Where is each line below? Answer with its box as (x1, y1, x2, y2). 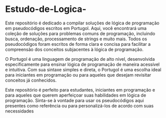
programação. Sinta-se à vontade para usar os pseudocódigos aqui (5, 97, 144, 103)
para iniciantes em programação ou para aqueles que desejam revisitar (5, 72, 152, 78)
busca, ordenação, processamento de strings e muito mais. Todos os (5, 36, 147, 42)
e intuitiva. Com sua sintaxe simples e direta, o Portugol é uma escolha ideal (5, 66, 162, 73)
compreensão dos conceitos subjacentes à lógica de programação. (5, 46, 144, 52)
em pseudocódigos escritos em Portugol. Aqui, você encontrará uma (5, 25, 147, 31)
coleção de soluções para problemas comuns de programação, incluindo (5, 30, 156, 36)
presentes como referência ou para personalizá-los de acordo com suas (5, 103, 154, 109)
